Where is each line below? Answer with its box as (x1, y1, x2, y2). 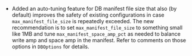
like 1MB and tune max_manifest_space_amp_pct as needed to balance (11, 30, 181, 38)
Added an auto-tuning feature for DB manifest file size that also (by (11, 5, 177, 12)
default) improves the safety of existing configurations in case (11, 11, 165, 18)
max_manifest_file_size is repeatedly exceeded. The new (11, 18, 154, 24)
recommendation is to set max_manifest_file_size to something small (11, 24, 183, 31)
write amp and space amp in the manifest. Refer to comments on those (11, 37, 187, 43)
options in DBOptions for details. (11, 43, 89, 50)
